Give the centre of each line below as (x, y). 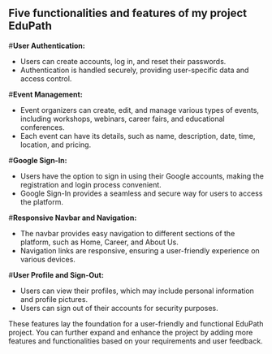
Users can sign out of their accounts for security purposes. (119, 308)
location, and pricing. (56, 145)
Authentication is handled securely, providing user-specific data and (134, 70)
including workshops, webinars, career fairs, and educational (122, 119)
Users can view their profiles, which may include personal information (137, 291)
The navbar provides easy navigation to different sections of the (127, 233)
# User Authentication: (47, 45)
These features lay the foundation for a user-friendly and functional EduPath (136, 323)
